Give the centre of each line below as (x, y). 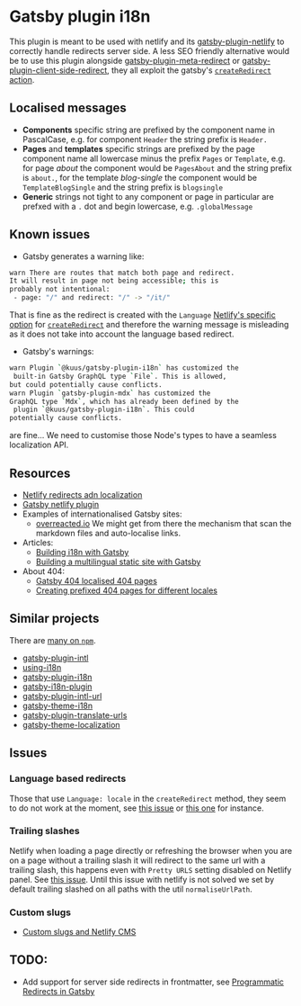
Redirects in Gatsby (58, 991)
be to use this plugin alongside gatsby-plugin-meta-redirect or (125, 60)
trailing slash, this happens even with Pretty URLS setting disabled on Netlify (150, 869)
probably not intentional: (60, 290)
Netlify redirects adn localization (82, 495)
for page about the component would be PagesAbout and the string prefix (157, 167)
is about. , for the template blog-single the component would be (140, 177)
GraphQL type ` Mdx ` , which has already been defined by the (124, 401)
